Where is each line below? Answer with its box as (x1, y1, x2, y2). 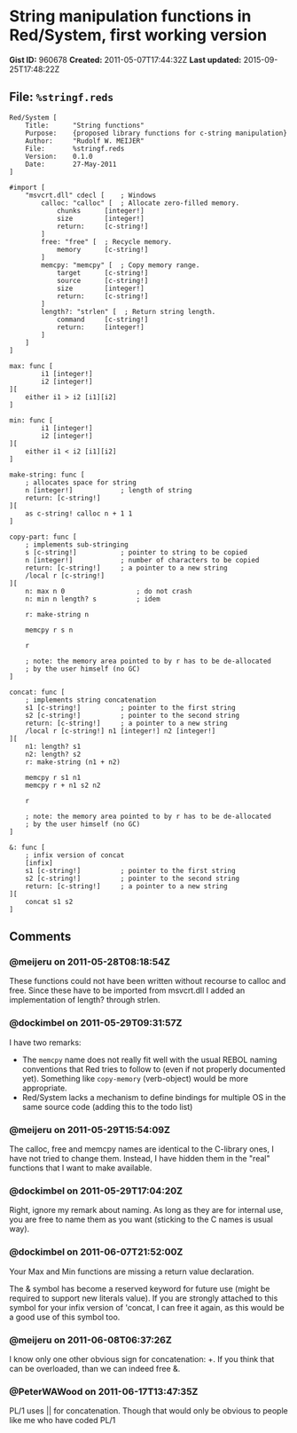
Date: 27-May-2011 (25, 160, 117, 169)
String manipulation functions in (9, 6, 252, 27)
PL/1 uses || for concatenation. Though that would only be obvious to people (9, 1405, 288, 1416)
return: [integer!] (56, 322, 145, 332)
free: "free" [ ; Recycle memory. (41, 237, 173, 246)
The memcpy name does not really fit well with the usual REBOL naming (21, 1054, 277, 1065)
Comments (9, 929, 72, 944)
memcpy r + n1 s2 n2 (25, 781, 101, 790)
